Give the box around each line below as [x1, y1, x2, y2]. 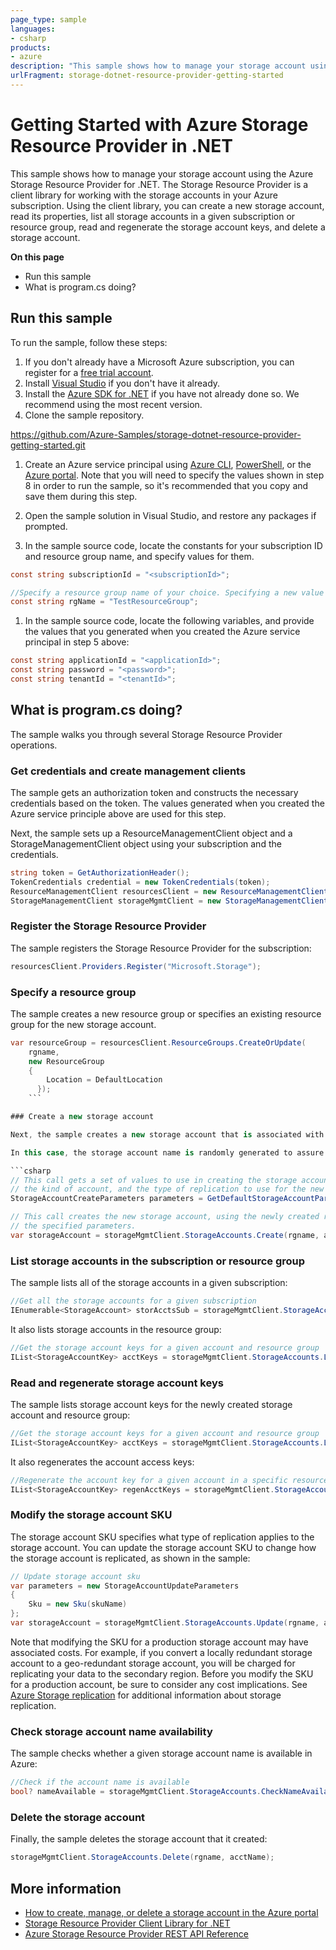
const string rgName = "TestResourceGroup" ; [10, 597, 199, 607]
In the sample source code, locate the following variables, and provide [24, 615, 315, 627]
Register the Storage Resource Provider [10, 919, 207, 933]
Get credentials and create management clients [10, 764, 247, 778]
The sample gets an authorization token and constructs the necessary [10, 786, 299, 798]
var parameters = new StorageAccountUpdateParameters [10, 1581, 240, 1591]
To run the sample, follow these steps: [10, 336, 168, 348]
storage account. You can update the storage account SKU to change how [10, 1541, 317, 1553]
